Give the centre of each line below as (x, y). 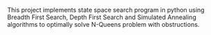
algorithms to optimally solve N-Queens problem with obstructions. (103, 24)
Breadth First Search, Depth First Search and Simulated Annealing (102, 17)
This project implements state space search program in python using (106, 10)
